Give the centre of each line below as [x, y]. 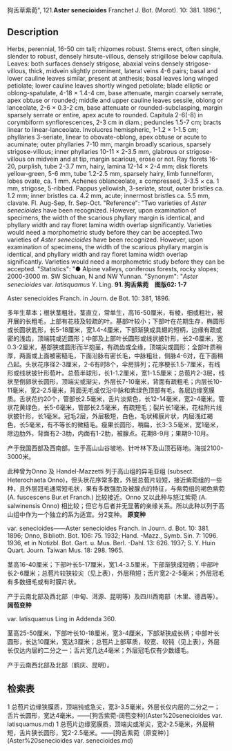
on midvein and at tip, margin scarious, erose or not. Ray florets [117, 159]
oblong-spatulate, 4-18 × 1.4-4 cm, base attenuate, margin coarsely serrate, [115, 92]
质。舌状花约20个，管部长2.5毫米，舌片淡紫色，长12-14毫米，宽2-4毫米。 [113, 398]
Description [33, 32]
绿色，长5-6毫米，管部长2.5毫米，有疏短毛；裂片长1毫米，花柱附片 [120, 407]
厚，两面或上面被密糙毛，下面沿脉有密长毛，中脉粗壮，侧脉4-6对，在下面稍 [115, 355]
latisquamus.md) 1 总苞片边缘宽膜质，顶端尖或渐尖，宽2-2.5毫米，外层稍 [111, 724]
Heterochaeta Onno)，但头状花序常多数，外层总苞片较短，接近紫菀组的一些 [115, 480]
